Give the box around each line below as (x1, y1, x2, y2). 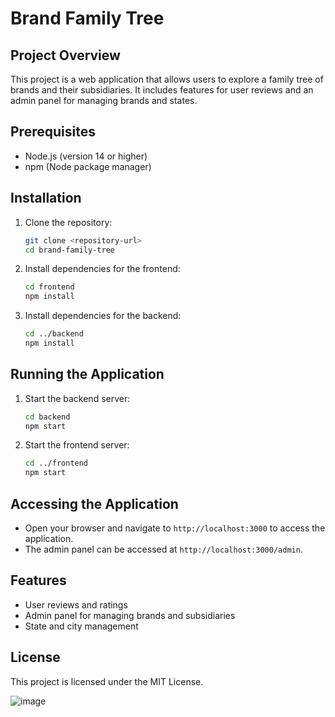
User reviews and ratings (24, 598, 128, 611)
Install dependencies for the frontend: (24, 263, 181, 275)
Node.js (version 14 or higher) (24, 150, 148, 162)
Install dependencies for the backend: (24, 310, 182, 322)
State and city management (24, 620, 139, 632)
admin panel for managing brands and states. (10, 95, 198, 106)
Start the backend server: (24, 392, 131, 404)
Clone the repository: (24, 216, 113, 228)
